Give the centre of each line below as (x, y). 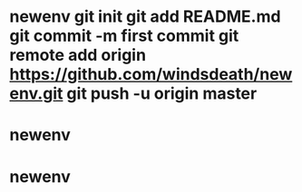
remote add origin (78, 55)
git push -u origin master (162, 94)
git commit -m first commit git (124, 36)
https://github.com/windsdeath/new (151, 75)
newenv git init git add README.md (145, 17)
